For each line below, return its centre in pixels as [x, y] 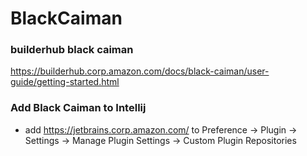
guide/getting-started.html [65, 82]
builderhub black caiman [72, 50]
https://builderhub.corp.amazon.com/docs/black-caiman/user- [140, 71]
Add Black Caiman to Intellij [78, 108]
